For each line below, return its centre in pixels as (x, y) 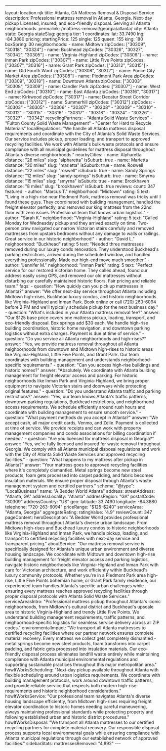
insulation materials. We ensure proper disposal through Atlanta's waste (78, 481)
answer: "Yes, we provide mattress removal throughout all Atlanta (72, 344)
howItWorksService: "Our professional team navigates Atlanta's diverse (78, 696)
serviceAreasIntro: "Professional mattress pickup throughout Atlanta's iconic (83, 601)
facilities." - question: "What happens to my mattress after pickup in (74, 460)
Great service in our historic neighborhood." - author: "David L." (70, 239)
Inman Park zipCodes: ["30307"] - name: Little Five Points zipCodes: (75, 60)
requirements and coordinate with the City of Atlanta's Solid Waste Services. (83, 134)
